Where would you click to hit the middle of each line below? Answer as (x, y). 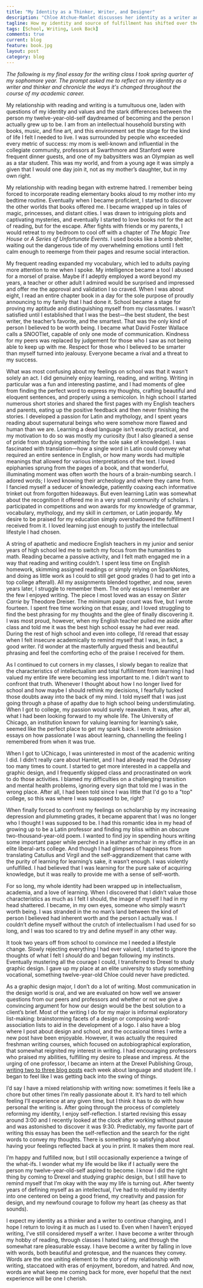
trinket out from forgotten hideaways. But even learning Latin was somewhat (101, 493)
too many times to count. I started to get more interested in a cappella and (98, 766)
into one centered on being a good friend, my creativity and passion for (95, 1196)
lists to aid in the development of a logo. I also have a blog (108, 1024)
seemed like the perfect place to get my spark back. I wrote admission (94, 728)
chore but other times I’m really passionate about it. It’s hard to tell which (97, 1094)
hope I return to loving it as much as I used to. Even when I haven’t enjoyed (100, 1227)
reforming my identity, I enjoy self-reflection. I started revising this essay (96, 1113)
